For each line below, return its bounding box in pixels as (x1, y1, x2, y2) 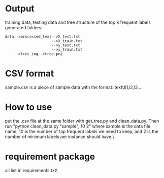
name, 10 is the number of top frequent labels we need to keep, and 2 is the (5, 128, 159, 134)
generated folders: (5, 24, 43, 30)
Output (5, 3, 34, 14)
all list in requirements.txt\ (5, 167, 58, 173)
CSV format (5, 68, 54, 79)
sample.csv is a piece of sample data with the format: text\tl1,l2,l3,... (5, 84, 143, 90)
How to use (5, 102, 52, 113)
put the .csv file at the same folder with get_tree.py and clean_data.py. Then (5, 118, 159, 124)
